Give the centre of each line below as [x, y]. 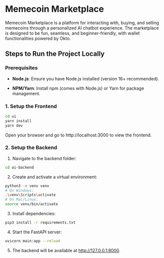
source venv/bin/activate [31, 204]
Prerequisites [21, 68]
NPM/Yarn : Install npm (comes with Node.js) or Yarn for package [78, 88]
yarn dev [14, 126]
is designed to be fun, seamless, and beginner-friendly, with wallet [72, 33]
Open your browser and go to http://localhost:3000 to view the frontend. [79, 135]
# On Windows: [20, 191]
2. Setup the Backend [31, 148]
